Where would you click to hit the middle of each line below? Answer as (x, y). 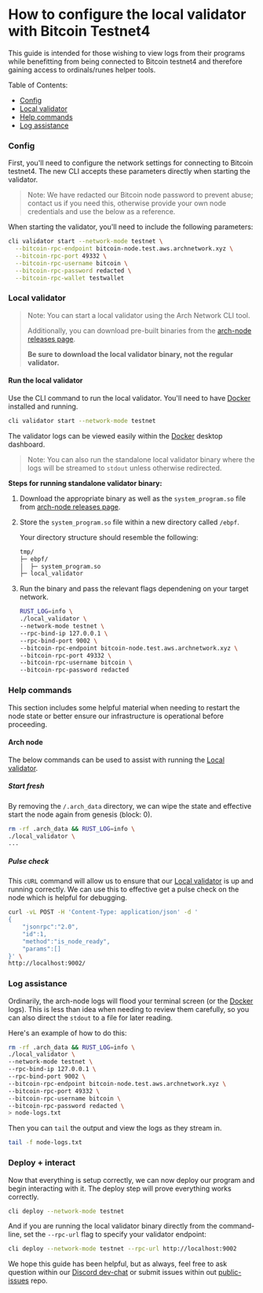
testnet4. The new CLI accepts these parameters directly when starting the (130, 172)
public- (230, 1273)
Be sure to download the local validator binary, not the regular (130, 354)
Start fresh (26, 786)
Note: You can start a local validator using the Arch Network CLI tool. (139, 315)
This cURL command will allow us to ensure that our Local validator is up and (131, 881)
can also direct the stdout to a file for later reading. (90, 1017)
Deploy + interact (42, 1163)
